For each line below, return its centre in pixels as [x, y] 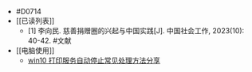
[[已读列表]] [35, 21]
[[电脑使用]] [35, 50]
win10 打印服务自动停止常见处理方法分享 [94, 60]
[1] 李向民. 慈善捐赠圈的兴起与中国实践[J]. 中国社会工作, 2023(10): [136, 30]
